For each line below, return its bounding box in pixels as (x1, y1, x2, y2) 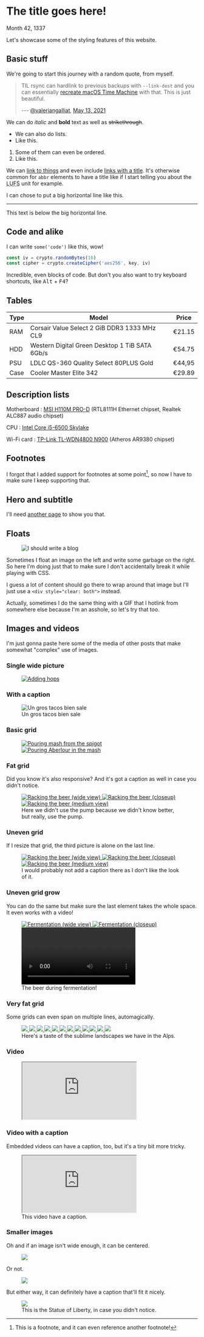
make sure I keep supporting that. (6, 477, 91, 484)
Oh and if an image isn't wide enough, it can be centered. (6, 1241, 150, 1249)
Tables (6, 295, 32, 306)
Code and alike (6, 227, 64, 237)
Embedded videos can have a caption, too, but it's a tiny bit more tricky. (6, 1142, 186, 1149)
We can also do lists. (15, 130, 67, 138)
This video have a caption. (21, 1213, 88, 1220)
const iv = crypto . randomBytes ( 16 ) (6, 255, 97, 261)
